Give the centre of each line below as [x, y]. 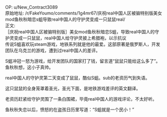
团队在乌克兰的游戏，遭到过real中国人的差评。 [53, 50]
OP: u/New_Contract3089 [32, 7]
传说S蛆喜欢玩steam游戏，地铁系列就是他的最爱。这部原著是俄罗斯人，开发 [83, 44]
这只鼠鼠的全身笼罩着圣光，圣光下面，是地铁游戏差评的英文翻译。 [73, 88]
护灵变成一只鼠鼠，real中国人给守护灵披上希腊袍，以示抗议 [66, 38]
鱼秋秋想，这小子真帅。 [29, 67]
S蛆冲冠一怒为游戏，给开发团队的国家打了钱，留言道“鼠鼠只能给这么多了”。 [83, 61]
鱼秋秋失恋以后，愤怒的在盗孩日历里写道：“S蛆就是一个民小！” [70, 110]
